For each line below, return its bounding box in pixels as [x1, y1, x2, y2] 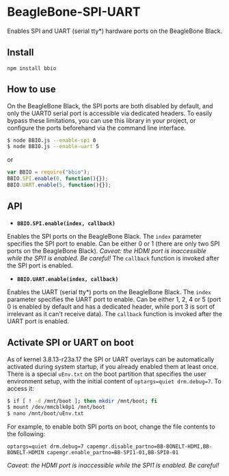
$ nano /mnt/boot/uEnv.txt [7, 410, 84, 417]
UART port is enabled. [7, 317, 70, 325]
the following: [7, 430, 46, 438]
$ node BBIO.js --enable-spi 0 [7, 136, 96, 144]
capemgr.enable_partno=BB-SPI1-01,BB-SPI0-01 [46, 449, 179, 456]
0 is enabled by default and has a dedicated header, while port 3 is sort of [7, 302, 215, 311]
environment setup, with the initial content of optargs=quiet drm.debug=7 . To [7, 377, 222, 385]
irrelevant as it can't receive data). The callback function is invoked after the [7, 309, 222, 318]
